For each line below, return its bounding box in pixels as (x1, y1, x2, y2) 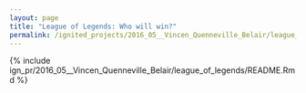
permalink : (9, 30, 51, 39)
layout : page (9, 13, 59, 23)
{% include (9, 56, 51, 67)
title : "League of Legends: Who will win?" (9, 22, 178, 31)
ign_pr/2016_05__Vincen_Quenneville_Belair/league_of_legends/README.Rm (9, 65, 296, 76)
